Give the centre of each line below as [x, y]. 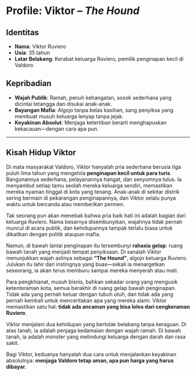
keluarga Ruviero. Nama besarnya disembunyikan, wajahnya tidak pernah [94, 221]
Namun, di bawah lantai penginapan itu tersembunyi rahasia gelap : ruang [94, 245]
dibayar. [16, 367]
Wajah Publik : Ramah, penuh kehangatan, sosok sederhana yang [93, 97]
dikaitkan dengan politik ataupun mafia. [53, 234]
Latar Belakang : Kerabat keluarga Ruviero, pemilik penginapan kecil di [99, 59]
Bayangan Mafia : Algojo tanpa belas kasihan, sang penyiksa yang [94, 110]
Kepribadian [29, 83]
